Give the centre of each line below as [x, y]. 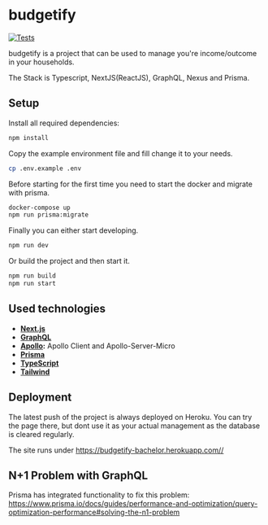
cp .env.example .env [45, 168]
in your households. [41, 62]
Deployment [40, 398]
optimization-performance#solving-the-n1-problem [94, 512]
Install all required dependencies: [64, 123]
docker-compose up [39, 208]
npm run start [32, 283]
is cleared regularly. [41, 434]
